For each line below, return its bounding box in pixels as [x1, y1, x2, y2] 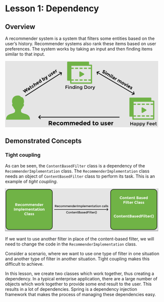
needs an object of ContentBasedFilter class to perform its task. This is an [5, 173, 155, 179]
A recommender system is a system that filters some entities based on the [5, 35, 155, 41]
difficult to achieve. [5, 261, 44, 267]
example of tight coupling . [5, 178, 58, 184]
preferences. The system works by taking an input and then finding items [5, 46, 153, 52]
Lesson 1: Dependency [5, 3, 99, 14]
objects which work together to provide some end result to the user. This [5, 281, 152, 287]
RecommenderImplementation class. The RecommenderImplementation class [5, 168, 150, 174]
